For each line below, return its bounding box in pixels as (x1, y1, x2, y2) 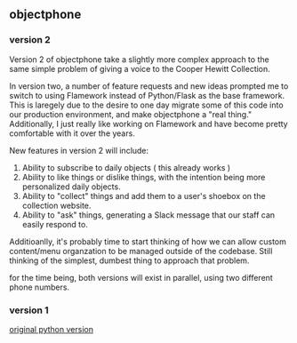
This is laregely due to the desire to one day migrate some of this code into (9, 100, 284, 110)
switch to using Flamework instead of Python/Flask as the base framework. (9, 90, 285, 100)
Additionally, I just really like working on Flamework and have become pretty (9, 118, 288, 129)
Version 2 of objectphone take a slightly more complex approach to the (9, 53, 269, 65)
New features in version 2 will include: (9, 145, 149, 156)
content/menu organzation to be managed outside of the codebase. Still (9, 245, 273, 256)
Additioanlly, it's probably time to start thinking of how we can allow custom (9, 235, 286, 247)
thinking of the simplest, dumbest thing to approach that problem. (9, 255, 250, 266)
